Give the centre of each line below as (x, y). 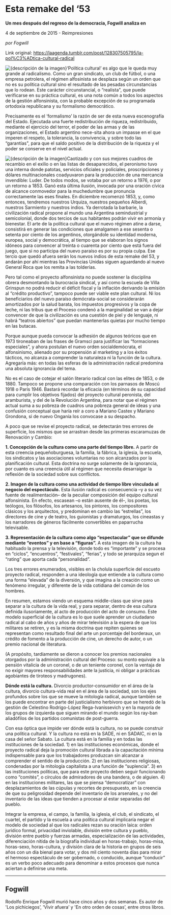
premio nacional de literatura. (36, 644)
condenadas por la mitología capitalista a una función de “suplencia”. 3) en (84, 766)
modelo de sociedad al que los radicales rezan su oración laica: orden (79, 825)
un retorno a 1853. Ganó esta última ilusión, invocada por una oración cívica (85, 186)
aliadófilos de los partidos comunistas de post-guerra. (62, 718)
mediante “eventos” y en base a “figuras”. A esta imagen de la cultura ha (83, 543)
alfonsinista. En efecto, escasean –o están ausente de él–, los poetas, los (82, 500)
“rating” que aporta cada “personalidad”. (48, 559)
